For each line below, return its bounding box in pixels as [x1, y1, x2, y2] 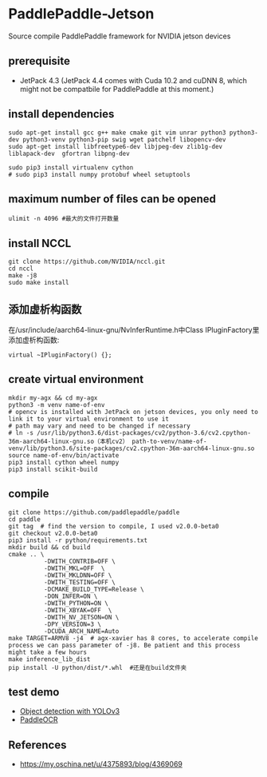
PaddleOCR [19, 715, 58, 724]
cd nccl [8, 265, 34, 273]
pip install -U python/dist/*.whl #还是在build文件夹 [8, 663, 187, 671]
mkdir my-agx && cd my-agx [8, 393, 98, 402]
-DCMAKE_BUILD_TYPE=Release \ [43, 585, 145, 593]
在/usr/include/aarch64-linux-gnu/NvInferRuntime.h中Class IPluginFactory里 [8, 325, 260, 334]
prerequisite [8, 54, 70, 68]
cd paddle [8, 515, 41, 524]
